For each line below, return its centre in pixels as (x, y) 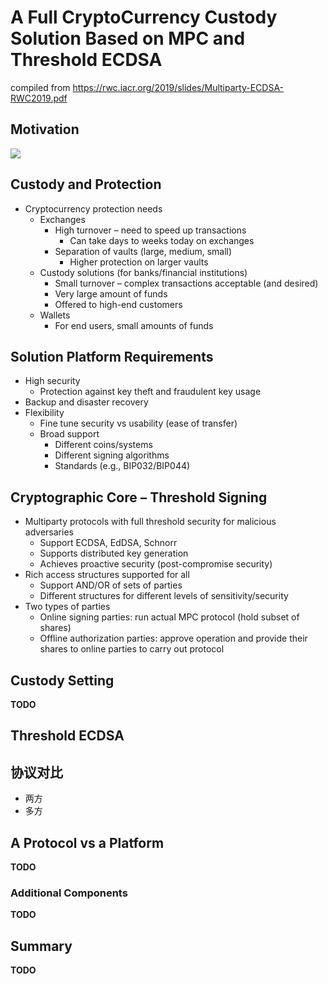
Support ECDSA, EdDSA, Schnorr (108, 543)
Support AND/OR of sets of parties (111, 585)
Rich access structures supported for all (107, 575)
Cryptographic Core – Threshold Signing (139, 497)
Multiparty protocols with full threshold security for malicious (150, 522)
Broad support (69, 434)
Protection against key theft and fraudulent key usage (150, 392)
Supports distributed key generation (114, 553)
